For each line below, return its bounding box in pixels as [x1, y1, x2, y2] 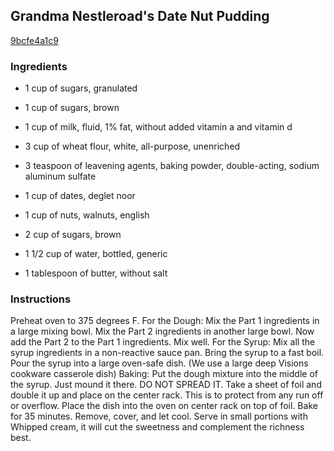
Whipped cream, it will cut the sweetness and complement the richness [10, 421, 305, 433]
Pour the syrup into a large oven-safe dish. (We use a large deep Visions [10, 357, 309, 369]
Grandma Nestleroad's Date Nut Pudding [10, 8, 270, 25]
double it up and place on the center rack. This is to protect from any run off [10, 389, 324, 401]
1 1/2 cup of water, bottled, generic [24, 248, 168, 260]
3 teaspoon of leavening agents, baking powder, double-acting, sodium [24, 160, 320, 172]
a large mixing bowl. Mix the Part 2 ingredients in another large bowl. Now [10, 325, 315, 338]
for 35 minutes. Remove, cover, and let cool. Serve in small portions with [10, 410, 308, 423]
